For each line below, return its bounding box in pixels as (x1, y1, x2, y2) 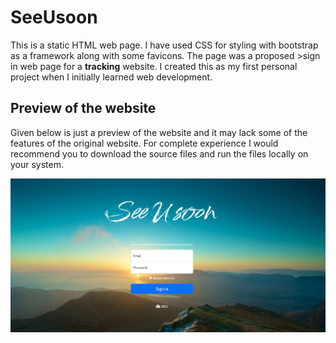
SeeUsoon (10, 6, 98, 29)
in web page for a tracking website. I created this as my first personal (10, 60, 298, 72)
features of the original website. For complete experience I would (10, 137, 279, 149)
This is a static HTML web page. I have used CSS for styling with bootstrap (10, 39, 319, 51)
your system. (10, 158, 65, 170)
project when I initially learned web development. (10, 71, 213, 83)
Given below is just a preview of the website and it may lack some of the (10, 126, 308, 138)
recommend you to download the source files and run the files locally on (10, 147, 309, 160)
